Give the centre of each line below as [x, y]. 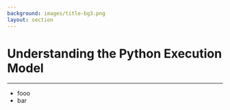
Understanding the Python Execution [115, 54]
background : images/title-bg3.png [56, 13]
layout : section [30, 20]
